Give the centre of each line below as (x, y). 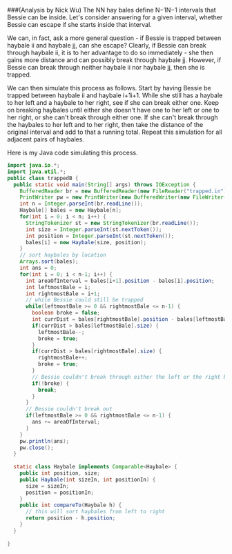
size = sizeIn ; (47, 486)
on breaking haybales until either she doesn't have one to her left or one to (113, 110)
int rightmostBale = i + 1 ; (62, 294)
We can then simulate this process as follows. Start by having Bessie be (109, 88)
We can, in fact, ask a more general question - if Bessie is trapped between (114, 38)
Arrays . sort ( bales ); (49, 261)
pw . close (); (37, 448)
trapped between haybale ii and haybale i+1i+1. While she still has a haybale (115, 95)
